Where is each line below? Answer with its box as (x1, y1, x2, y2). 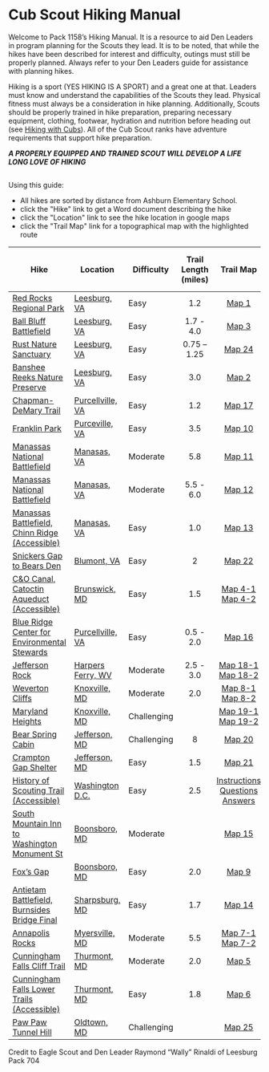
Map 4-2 (221, 594, 256, 605)
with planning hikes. (8, 66, 74, 75)
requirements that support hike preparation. (8, 132, 152, 142)
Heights (12, 716, 42, 727)
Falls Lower (12, 984, 56, 995)
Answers (222, 795, 256, 806)
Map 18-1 (219, 660, 259, 671)
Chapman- (12, 395, 54, 406)
